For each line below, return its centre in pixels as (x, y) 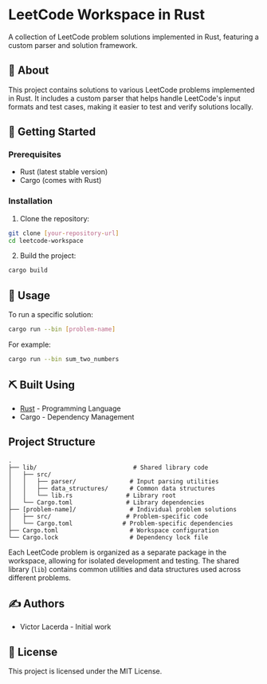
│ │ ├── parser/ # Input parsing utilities (114, 481)
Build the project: (48, 256)
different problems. (40, 578)
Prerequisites (35, 155)
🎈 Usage (29, 295)
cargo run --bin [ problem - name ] (62, 329)
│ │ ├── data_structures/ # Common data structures (112, 488)
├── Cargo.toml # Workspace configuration (114, 530)
